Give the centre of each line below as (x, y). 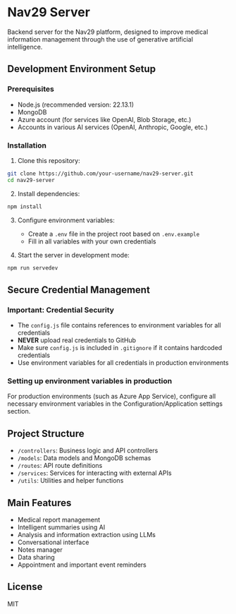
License (25, 587)
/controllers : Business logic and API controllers (88, 451)
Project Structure (46, 434)
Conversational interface (53, 542)
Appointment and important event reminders (82, 565)
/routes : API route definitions (60, 466)
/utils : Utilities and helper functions (70, 481)
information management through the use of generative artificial (100, 39)
